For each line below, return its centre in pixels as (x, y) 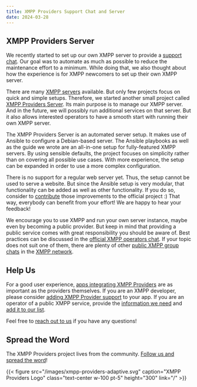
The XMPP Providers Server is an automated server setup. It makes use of (96, 135)
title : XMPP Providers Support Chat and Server (66, 12)
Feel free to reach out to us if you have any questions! (72, 321)
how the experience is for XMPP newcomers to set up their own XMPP (92, 74)
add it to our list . (26, 310)
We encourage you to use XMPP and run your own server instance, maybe (97, 220)
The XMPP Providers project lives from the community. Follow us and (90, 354)
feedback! (18, 209)
